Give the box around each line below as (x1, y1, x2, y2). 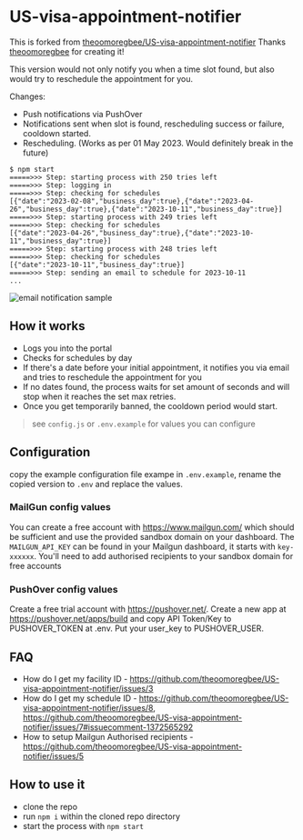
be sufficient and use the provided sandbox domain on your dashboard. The (9, 531, 295, 542)
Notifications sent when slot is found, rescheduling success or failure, (22, 118, 285, 129)
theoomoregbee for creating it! (9, 45, 125, 56)
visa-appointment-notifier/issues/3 (22, 683, 154, 694)
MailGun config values (9, 501, 111, 514)
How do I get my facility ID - (22, 673, 128, 684)
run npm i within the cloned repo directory (22, 811, 180, 822)
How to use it (9, 777, 86, 793)
